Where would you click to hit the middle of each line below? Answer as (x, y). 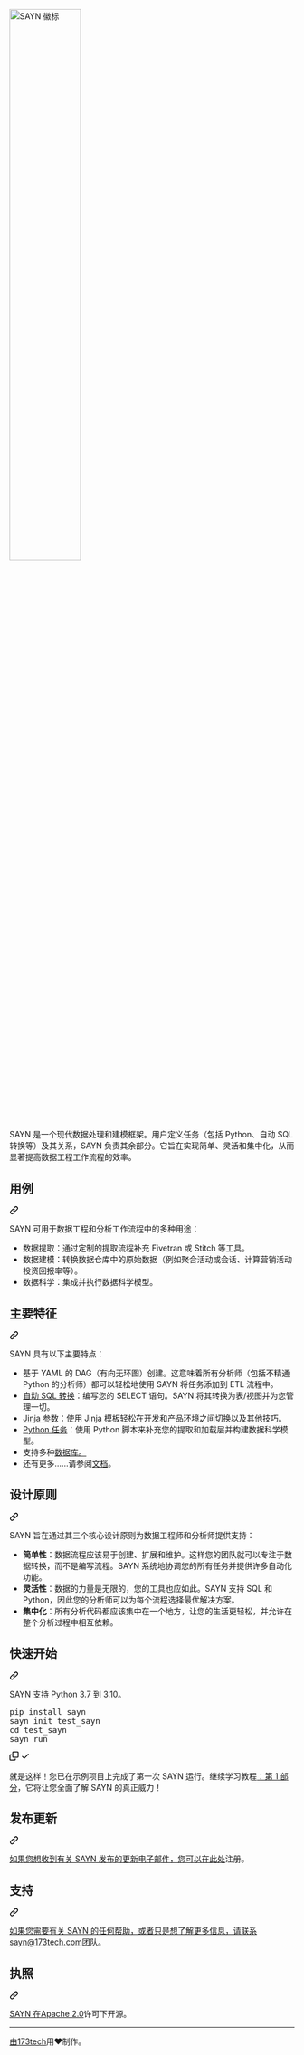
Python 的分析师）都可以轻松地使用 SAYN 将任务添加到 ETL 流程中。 (150, 1384)
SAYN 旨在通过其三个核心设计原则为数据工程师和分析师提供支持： (132, 1535)
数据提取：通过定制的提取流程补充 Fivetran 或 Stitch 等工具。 (136, 1248)
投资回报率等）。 (52, 1270)
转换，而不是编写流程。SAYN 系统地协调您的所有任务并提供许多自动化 (161, 1565)
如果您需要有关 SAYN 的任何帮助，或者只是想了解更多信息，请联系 (133, 1931)
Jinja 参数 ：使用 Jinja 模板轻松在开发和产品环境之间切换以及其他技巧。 (154, 1418)
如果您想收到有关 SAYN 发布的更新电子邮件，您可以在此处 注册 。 (129, 1859)
